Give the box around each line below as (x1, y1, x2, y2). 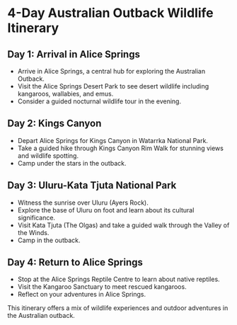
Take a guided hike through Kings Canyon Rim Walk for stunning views (17, 144, 224, 152)
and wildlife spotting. (17, 151, 79, 160)
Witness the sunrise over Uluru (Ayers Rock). (17, 198, 149, 207)
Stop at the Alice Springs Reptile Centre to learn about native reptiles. (17, 275, 221, 284)
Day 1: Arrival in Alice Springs (7, 48, 140, 60)
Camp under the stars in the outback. (17, 159, 127, 167)
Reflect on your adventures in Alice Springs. (17, 290, 146, 299)
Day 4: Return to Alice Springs (7, 256, 144, 268)
